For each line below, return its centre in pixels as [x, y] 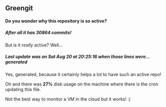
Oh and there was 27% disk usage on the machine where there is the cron [82, 84]
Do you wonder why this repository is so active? [56, 21]
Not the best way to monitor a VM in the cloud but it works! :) [68, 99]
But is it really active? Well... [34, 45]
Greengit [19, 8]
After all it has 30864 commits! [38, 32]
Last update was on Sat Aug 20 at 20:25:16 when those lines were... [78, 56]
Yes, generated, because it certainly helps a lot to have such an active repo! [83, 74]
